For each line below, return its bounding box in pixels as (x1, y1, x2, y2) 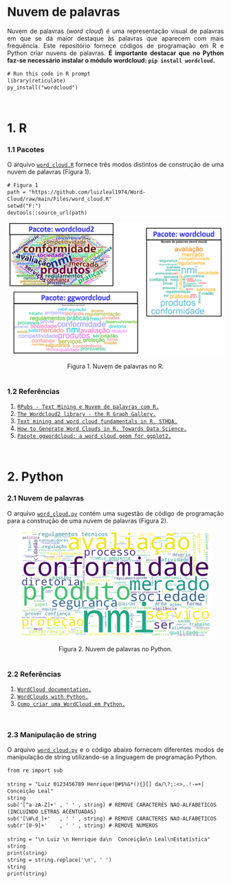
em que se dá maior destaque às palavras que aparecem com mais (7, 34, 224, 42)
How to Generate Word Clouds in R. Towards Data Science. (16, 425, 187, 432)
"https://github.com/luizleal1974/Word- (28, 189, 146, 196)
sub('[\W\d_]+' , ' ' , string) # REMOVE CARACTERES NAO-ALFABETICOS (7, 815, 217, 823)
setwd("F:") (7, 202, 41, 210)
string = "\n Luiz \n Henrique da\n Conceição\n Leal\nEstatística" (7, 836, 211, 843)
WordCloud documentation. (16, 686, 91, 693)
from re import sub (7, 767, 63, 775)
